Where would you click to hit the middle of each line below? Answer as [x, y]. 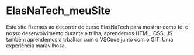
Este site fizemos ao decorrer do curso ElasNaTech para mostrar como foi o [97, 27]
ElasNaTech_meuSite [58, 11]
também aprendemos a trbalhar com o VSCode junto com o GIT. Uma [90, 39]
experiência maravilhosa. [36, 46]
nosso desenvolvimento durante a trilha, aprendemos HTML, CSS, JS [89, 33]
